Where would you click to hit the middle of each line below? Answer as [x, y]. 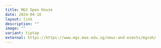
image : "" [16, 28]
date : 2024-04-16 [23, 14]
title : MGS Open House [29, 10]
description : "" [22, 24]
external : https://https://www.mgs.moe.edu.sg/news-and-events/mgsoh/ [81, 38]
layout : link [19, 19]
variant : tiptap [22, 33]
